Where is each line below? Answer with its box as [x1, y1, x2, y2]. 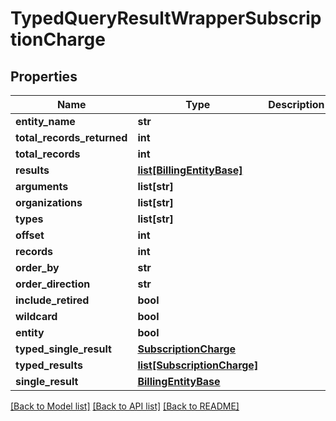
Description [268, 98, 325, 111]
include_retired [15, 293, 90, 307]
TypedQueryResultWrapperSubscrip [10, 7, 322, 30]
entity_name [15, 115, 76, 128]
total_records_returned [15, 131, 128, 144]
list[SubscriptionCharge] [137, 358, 259, 372]
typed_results [15, 358, 83, 372]
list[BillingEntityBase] [137, 163, 243, 177]
